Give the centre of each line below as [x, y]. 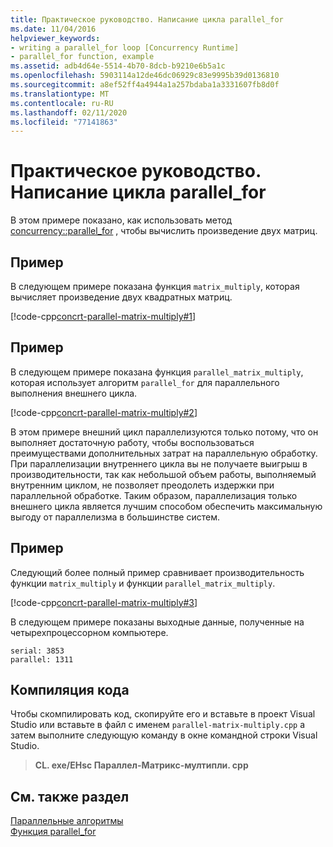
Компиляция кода [70, 690]
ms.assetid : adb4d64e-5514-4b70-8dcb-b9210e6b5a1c [118, 66]
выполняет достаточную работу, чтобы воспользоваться [132, 442]
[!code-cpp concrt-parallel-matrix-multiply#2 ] [104, 412]
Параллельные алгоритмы [67, 821]
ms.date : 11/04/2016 [53, 29]
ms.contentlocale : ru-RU [62, 103]
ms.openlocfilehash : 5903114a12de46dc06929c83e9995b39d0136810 [145, 76]
